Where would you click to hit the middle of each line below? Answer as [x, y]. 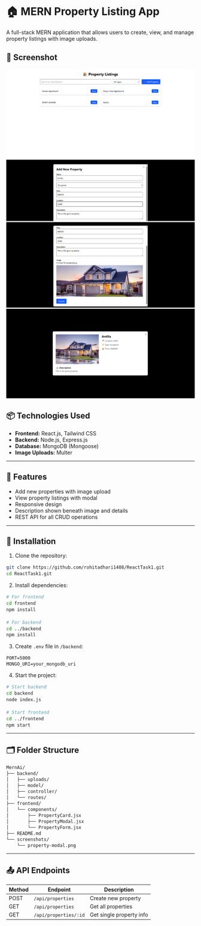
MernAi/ [16, 768]
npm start [19, 725]
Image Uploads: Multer [44, 452]
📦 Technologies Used [48, 416]
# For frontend [25, 597]
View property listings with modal [56, 498]
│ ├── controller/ [32, 792]
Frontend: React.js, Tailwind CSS [56, 433]
